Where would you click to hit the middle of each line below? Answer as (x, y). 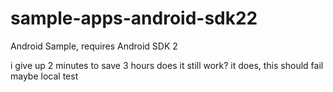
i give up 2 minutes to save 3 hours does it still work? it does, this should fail (167, 65)
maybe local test (44, 76)
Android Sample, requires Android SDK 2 (94, 46)
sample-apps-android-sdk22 (134, 18)
